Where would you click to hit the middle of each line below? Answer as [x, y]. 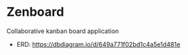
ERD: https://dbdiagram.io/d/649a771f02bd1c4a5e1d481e [99, 44]
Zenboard [35, 12]
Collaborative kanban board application [63, 31]
